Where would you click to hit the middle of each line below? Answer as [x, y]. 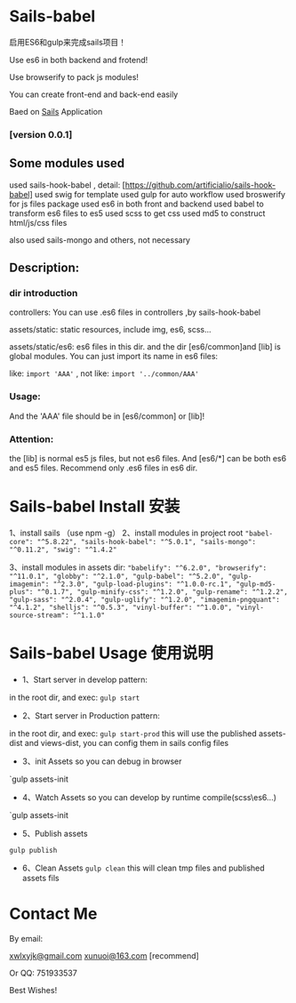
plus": [21, 592]
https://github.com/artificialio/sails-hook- [200, 185]
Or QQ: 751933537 [43, 973]
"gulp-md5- [256, 584]
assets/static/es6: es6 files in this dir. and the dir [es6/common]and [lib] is [145, 347]
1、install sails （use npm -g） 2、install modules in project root [126, 533]
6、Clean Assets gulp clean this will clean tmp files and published [143, 868]
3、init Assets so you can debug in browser [102, 761]
